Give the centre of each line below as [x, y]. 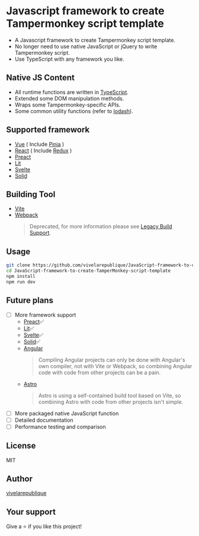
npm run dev [21, 282]
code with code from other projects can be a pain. [99, 372]
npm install [21, 276]
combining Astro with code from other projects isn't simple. [111, 402]
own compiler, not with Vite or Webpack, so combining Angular [115, 366]
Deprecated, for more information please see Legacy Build [101, 227]
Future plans [30, 301]
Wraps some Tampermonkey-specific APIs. [68, 105]
